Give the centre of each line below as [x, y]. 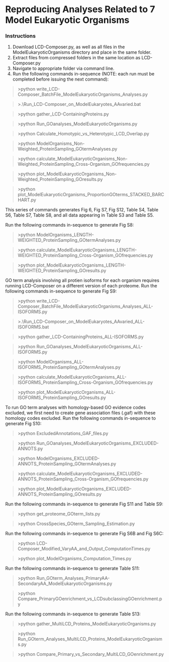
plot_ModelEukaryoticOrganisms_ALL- [76, 392]
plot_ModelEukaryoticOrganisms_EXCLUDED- [84, 489]
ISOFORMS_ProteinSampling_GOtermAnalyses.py [69, 367]
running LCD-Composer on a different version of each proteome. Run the [81, 286]
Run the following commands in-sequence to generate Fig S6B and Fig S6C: [84, 534]
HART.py [27, 200]
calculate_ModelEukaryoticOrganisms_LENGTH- [87, 250]
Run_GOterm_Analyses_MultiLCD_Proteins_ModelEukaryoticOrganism [90, 639]
